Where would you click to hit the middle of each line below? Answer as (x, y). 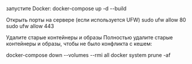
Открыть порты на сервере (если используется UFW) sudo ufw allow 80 (96, 20)
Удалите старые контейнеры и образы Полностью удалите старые (90, 37)
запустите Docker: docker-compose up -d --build (66, 9)
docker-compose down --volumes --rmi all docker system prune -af (88, 55)
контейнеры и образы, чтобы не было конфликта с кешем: (79, 44)
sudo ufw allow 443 (30, 26)
